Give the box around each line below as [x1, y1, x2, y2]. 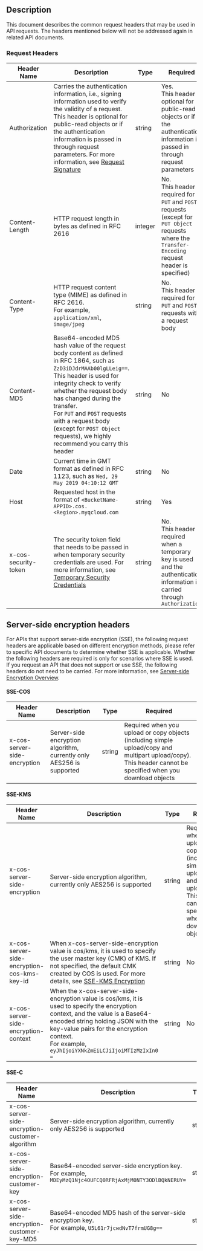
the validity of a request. [53, 105, 123, 114]
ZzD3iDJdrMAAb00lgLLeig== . [53, 364, 130, 372]
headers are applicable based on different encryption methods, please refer [6, 642, 195, 649]
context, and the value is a [50, 1009, 124, 1018]
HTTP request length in [53, 215, 120, 223]
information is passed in [53, 135, 122, 144]
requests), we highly [53, 432, 112, 441]
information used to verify [53, 97, 127, 106]
